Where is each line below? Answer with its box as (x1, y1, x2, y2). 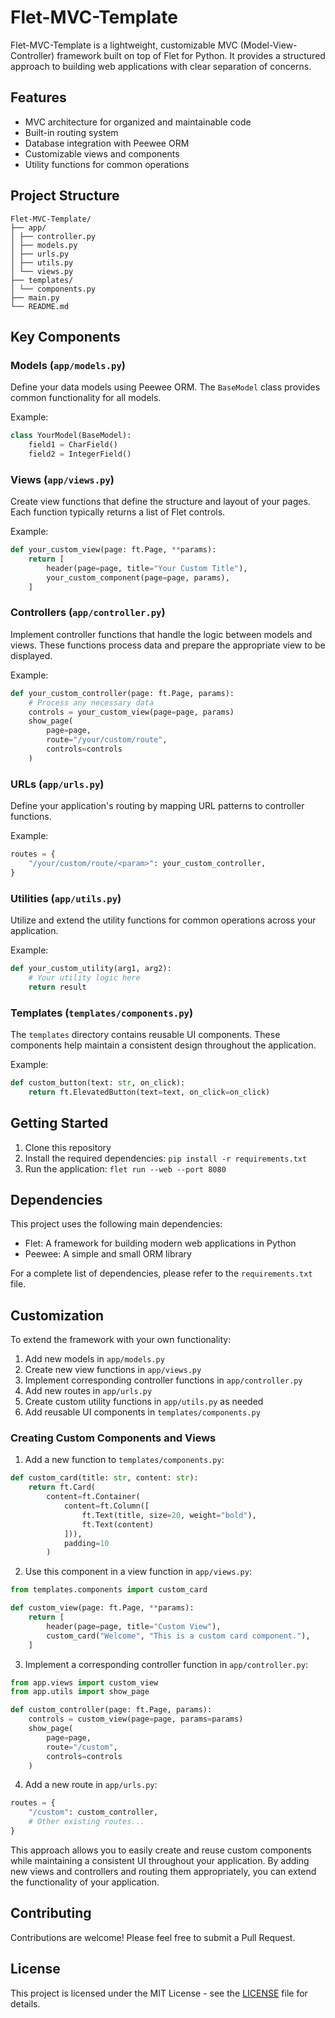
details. (10, 1997, 41, 2010)
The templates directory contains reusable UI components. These (10, 1028, 281, 1040)
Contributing (10, 1905, 92, 1922)
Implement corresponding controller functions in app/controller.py (24, 1374, 303, 1386)
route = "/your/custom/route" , (46, 735, 168, 745)
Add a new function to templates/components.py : (24, 1454, 225, 1466)
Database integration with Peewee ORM (24, 137, 190, 149)
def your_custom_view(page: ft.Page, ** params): (10, 545, 217, 555)
